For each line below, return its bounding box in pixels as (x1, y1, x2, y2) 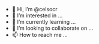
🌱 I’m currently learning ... (11, 18, 76, 25)
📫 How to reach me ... (11, 32, 68, 38)
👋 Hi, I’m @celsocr (11, 6, 58, 12)
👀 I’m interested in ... (11, 12, 63, 19)
